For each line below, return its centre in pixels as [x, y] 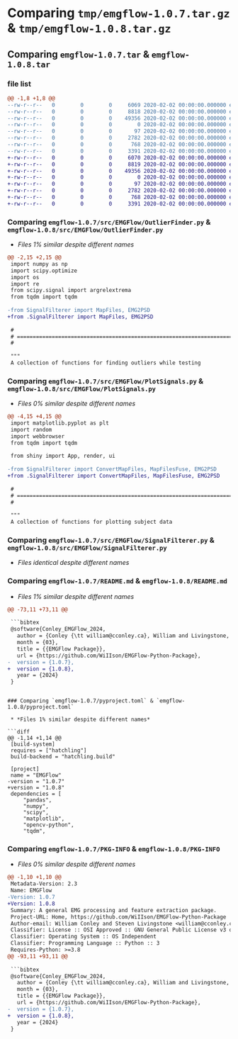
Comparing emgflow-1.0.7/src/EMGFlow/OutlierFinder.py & [109, 222]
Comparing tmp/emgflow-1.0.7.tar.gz [119, 13]
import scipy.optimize [44, 271]
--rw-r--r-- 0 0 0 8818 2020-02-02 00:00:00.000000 [117, 111]
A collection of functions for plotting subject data [91, 522]
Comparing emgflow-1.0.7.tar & [79, 54]
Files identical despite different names [73, 563]
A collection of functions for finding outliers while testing [106, 363]
